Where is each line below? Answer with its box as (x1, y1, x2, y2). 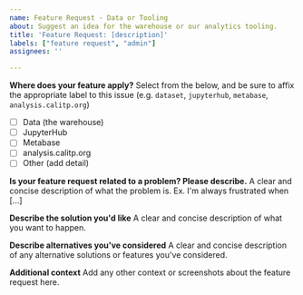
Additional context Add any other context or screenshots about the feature (9, 267, 291, 278)
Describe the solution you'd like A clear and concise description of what (9, 212, 283, 223)
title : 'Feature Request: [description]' (9, 30, 169, 39)
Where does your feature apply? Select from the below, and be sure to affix (9, 80, 295, 91)
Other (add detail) (22, 158, 89, 169)
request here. (9, 277, 60, 288)
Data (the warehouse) (22, 117, 104, 128)
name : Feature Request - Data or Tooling (9, 13, 169, 23)
